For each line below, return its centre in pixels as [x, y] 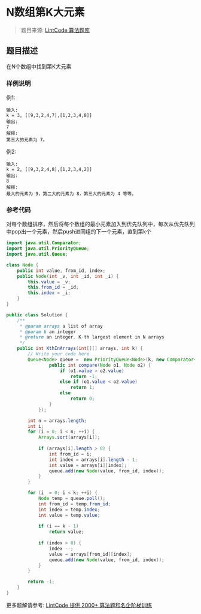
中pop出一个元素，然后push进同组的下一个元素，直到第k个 [79, 232]
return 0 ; [83, 399]
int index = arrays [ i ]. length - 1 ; [93, 460]
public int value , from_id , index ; [61, 271]
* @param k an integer [48, 332]
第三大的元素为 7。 [27, 140]
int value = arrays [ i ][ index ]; [88, 465]
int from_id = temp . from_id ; [74, 504]
